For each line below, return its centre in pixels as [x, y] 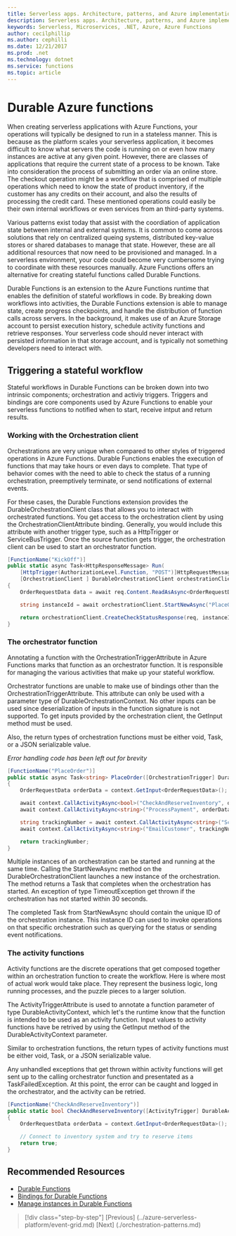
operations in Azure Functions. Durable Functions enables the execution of [115, 458]
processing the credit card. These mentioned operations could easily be [112, 202]
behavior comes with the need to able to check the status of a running [109, 473]
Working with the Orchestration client [73, 435]
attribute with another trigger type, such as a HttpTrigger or [93, 532]
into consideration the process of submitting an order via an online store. [112, 172]
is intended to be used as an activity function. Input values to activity [107, 1019]
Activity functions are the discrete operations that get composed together [114, 968]
